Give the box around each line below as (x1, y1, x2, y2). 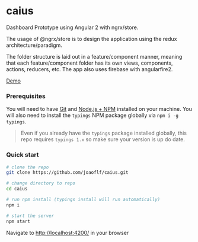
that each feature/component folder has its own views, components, (6, 59, 173, 66)
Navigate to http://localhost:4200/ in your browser (6, 229, 129, 236)
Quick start (6, 151, 40, 159)
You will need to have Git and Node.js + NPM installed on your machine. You (6, 106, 193, 113)
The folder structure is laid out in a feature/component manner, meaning (6, 53, 183, 60)
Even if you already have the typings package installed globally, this (20, 129, 187, 137)
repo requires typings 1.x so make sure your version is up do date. (20, 136, 186, 143)
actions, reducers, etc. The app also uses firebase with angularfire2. (6, 65, 173, 72)
